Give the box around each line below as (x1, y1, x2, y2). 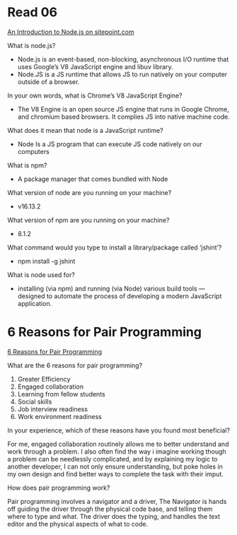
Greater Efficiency (17, 375, 71, 383)
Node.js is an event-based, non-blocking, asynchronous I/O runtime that (17, 54, 229, 64)
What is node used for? (7, 270, 76, 279)
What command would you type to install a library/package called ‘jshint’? (7, 243, 222, 252)
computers (17, 147, 50, 155)
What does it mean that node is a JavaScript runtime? (7, 126, 164, 134)
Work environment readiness (17, 412, 103, 421)
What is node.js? (7, 41, 56, 49)
